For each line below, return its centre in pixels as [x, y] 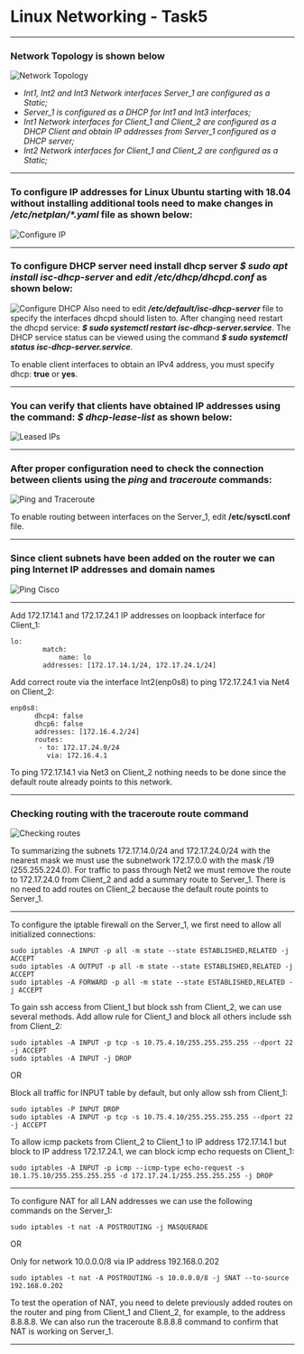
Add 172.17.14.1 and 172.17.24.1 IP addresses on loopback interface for [138, 615]
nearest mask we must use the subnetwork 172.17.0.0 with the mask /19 [142, 860]
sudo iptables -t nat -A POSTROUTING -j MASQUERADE [109, 1228]
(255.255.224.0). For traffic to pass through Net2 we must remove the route [151, 870]
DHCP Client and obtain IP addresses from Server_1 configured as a [150, 132]
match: [55, 649]
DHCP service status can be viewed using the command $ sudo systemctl [149, 337]
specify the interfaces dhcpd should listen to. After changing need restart [147, 318]
